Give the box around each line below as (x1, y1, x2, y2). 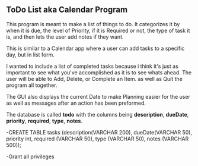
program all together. (6, 82, 58, 89)
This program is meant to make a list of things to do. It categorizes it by (6, 20, 180, 27)
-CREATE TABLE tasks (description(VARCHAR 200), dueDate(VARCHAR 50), (6, 129, 193, 136)
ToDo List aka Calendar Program (6, 5, 128, 15)
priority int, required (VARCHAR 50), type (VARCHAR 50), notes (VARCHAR (6, 135, 189, 142)
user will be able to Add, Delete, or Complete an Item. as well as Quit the (6, 75, 183, 82)
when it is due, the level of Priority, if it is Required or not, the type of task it (6, 27, 190, 34)
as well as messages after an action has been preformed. (6, 99, 146, 107)
